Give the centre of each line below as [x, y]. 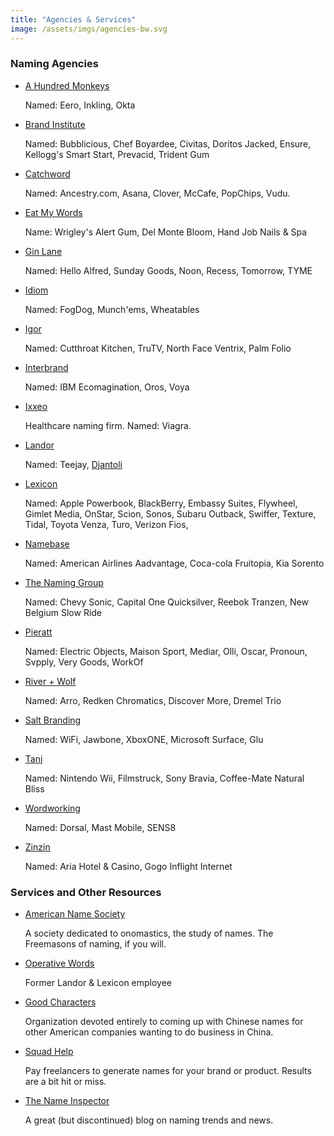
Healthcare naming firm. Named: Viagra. [108, 425]
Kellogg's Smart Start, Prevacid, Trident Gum [117, 154]
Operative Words [59, 963]
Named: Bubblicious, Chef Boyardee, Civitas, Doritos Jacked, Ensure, [168, 143]
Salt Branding [53, 720]
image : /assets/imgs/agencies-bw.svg [89, 29]
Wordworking [52, 808]
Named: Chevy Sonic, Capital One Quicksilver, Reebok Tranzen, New [166, 602]
